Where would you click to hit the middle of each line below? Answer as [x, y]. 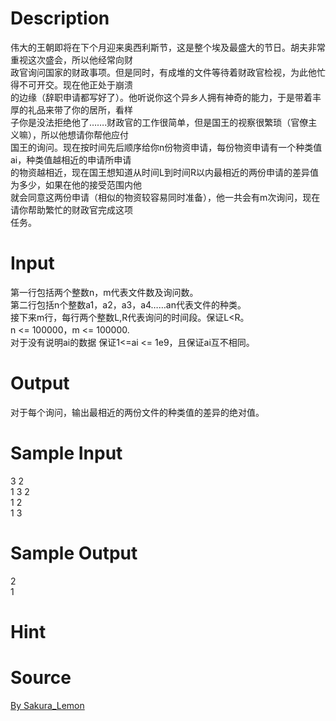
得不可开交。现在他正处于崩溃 [71, 84]
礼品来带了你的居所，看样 [80, 109]
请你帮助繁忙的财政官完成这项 [71, 209]
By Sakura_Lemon [47, 705]
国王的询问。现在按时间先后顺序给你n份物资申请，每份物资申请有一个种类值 [166, 147]
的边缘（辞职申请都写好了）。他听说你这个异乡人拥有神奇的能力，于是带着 [161, 97]
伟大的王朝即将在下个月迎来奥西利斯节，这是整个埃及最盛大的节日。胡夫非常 [168, 47]
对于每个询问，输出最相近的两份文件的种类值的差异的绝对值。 [137, 412]
